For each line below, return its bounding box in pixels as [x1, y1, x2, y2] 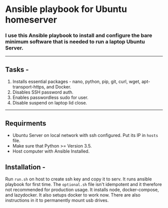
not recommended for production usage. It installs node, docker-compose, [5, 186, 159, 192]
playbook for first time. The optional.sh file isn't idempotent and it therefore [5, 181, 162, 187]
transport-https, [12, 84, 45, 90]
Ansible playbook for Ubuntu [5, 3, 127, 15]
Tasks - [5, 65, 29, 73]
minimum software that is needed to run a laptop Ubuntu [5, 38, 145, 45]
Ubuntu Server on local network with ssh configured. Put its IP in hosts [12, 132, 158, 138]
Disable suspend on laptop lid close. [12, 100, 87, 106]
